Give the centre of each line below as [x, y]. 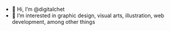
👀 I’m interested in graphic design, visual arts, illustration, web [88, 15]
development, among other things [53, 22]
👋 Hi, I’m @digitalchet [38, 9]
